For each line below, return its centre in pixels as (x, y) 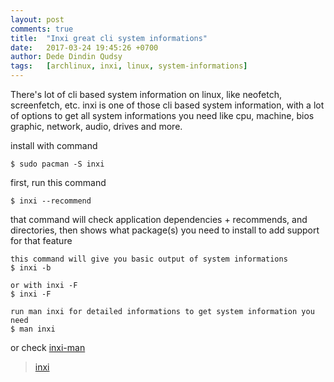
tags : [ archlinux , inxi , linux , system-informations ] (129, 66)
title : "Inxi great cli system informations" (109, 38)
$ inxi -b (31, 268)
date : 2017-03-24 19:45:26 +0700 (84, 47)
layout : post (37, 19)
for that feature (41, 240)
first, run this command (58, 182)
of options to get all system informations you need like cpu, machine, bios (162, 115)
